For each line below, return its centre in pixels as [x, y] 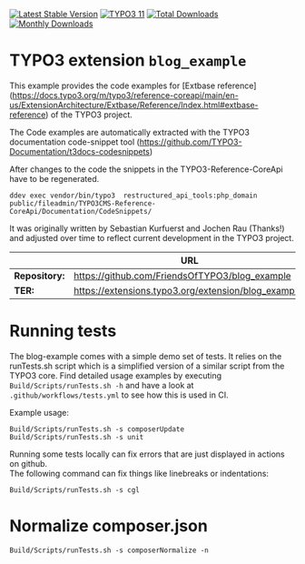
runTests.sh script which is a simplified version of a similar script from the [147, 366]
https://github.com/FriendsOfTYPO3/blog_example [183, 276]
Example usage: [39, 412]
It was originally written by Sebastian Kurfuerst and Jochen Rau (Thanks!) [147, 228]
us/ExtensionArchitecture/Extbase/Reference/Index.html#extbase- [134, 105]
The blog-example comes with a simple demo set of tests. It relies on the [146, 356]
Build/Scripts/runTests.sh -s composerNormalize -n [109, 550]
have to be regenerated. [54, 178]
